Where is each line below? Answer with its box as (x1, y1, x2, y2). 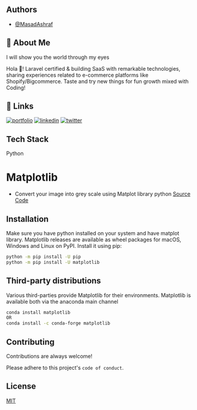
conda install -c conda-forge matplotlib (6, 320, 111, 326)
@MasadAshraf (14, 20, 54, 27)
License (6, 381, 36, 392)
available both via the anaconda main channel (6, 298, 118, 305)
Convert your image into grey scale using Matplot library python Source (14, 190, 190, 198)
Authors (6, 5, 37, 15)
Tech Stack (6, 134, 49, 144)
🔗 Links (6, 101, 34, 112)
